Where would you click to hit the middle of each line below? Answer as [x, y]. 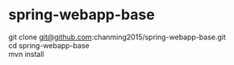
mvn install [26, 54]
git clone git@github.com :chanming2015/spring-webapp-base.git [117, 37]
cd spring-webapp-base [49, 45]
